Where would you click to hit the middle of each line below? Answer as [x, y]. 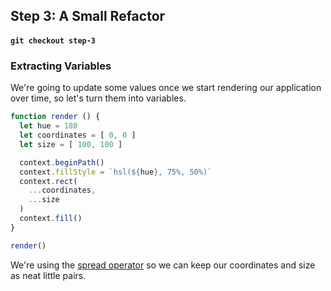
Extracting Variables [61, 66]
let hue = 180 [48, 126]
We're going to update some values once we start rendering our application [166, 88]
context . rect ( [48, 181]
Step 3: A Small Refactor [88, 16]
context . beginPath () [62, 162]
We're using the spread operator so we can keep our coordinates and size [163, 265]
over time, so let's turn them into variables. [98, 98]
